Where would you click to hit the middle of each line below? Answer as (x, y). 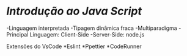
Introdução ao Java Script (74, 11)
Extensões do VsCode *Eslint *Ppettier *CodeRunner (74, 46)
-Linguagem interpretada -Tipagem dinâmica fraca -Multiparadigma (92, 28)
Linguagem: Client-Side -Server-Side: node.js (87, 34)
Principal (17, 34)
